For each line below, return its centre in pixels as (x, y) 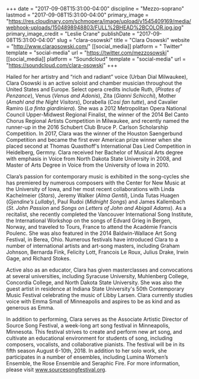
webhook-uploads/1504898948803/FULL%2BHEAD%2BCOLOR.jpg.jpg (94, 27)
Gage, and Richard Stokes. (38, 258)
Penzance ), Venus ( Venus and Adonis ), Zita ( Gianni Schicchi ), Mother (91, 95)
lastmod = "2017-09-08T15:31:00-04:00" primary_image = (78, 15)
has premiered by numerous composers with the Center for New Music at (96, 183)
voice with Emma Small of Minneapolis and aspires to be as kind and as (93, 301)
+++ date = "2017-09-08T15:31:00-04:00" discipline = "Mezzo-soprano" (95, 9)
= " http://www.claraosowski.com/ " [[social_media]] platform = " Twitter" (94, 46)
